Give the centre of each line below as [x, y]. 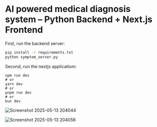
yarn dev [14, 84]
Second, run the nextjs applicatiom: [41, 66]
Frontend [24, 30]
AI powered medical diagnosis [68, 9]
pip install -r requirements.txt [39, 52]
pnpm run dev [18, 92]
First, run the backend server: [35, 43]
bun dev [13, 101]
